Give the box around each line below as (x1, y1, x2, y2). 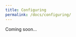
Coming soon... (5, 26, 37, 32)
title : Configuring (5, 7, 47, 13)
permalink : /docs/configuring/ (5, 12, 71, 17)
